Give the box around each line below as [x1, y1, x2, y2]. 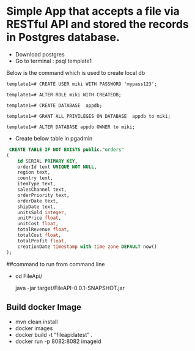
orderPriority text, [17, 192, 70, 198]
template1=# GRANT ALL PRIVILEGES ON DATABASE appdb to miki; [6, 113, 171, 119]
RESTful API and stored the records [6, 17, 189, 31]
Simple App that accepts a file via [6, 4, 180, 18]
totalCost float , [17, 232, 62, 239]
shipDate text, [17, 204, 56, 210]
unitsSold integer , [17, 209, 67, 215]
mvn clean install [15, 318, 58, 326]
